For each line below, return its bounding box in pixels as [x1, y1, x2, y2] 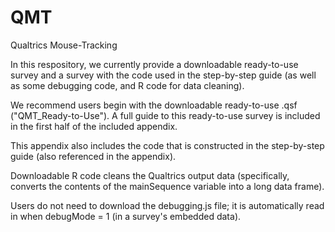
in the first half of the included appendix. [10, 120, 178, 132]
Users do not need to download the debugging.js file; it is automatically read [10, 199, 325, 211]
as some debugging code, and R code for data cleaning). [10, 79, 245, 91]
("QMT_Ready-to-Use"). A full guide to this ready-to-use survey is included [10, 109, 321, 121]
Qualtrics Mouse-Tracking [10, 39, 118, 51]
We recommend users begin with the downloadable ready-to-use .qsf [10, 99, 298, 111]
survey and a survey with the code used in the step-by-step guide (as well [10, 69, 317, 81]
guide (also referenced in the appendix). [10, 150, 177, 162]
